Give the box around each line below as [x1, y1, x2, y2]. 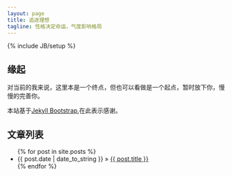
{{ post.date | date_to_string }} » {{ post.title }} [17, 155, 149, 163]
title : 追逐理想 [7, 17, 50, 23]
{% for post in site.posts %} [17, 148, 97, 155]
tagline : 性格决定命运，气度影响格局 [7, 23, 102, 30]
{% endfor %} [17, 162, 57, 170]
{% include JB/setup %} [7, 42, 76, 50]
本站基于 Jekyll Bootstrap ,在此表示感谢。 [7, 106, 122, 115]
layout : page [7, 10, 45, 17]
